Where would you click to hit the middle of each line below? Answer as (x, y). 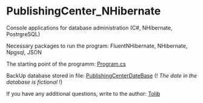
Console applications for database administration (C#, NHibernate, (89, 28)
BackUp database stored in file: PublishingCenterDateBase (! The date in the (102, 75)
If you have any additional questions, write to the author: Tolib (83, 93)
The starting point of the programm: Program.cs (66, 64)
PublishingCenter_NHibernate (84, 11)
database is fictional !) (34, 82)
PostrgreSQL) (23, 34)
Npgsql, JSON (24, 52)
